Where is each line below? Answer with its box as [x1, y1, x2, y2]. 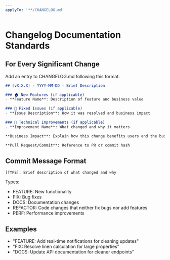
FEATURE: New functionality [12, 189, 72, 195]
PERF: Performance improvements [12, 210, 84, 216]
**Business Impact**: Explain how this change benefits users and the [5, 133, 157, 139]
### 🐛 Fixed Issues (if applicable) [5, 106, 82, 111]
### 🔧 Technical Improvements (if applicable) [5, 120, 105, 125]
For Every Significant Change [5, 60, 100, 69]
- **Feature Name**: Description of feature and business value [5, 97, 144, 102]
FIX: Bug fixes [12, 194, 42, 200]
